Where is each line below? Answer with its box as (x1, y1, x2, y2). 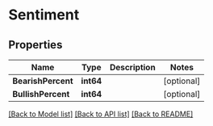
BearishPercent (12, 75, 74, 86)
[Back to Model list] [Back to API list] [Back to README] (8, 109, 194, 119)
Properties (8, 38, 63, 52)
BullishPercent (12, 89, 70, 99)
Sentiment (8, 6, 80, 24)
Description (109, 62, 156, 73)
